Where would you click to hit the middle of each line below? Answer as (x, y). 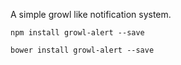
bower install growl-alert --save (82, 50)
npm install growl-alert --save (77, 33)
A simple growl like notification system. (91, 14)
